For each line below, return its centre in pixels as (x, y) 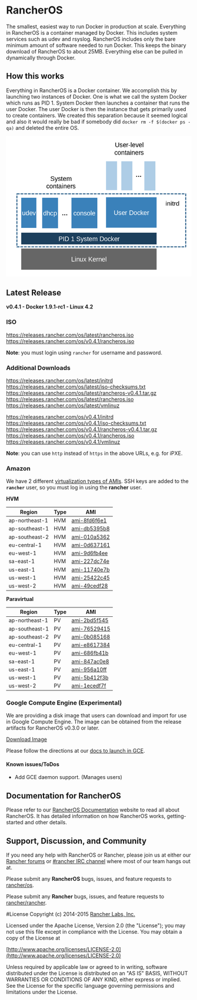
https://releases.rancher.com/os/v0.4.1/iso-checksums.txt (76, 423)
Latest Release (34, 293)
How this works (35, 76)
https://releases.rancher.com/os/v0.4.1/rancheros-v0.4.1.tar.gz (82, 429)
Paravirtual (20, 599)
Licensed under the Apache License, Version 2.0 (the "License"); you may (96, 925)
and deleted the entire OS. (47, 127)
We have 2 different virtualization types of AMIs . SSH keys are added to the (98, 481)
